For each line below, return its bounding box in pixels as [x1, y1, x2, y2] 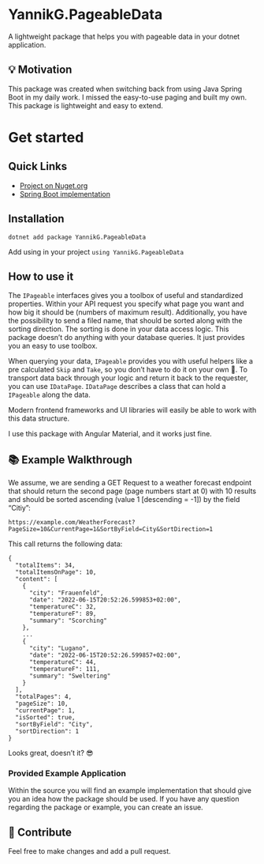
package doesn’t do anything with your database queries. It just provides [8, 333, 246, 342]
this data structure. [8, 413, 70, 424]
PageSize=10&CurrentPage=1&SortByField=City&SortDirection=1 [8, 526, 214, 534]
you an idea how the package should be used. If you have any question [8, 794, 240, 804]
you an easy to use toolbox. [8, 341, 99, 351]
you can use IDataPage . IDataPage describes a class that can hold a [8, 382, 226, 391]
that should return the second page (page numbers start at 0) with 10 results [8, 486, 257, 496]
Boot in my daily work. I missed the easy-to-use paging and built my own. [8, 92, 247, 102]
